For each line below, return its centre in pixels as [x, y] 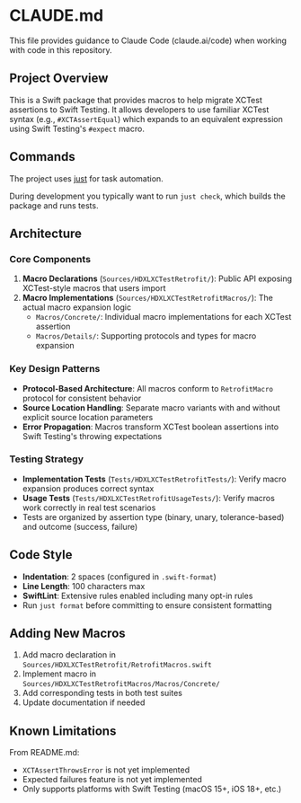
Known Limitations [63, 731]
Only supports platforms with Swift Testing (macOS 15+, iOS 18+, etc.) [152, 789]
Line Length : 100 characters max [84, 586]
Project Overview [59, 79]
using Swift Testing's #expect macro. [77, 128]
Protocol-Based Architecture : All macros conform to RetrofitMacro [148, 388]
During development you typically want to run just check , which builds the [147, 196]
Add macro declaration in [69, 655]
